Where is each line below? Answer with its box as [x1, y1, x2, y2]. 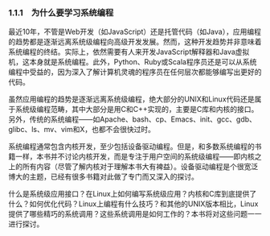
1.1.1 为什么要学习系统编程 [8, 6, 114, 18]
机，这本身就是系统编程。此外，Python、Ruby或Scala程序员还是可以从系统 [8, 57, 257, 67]
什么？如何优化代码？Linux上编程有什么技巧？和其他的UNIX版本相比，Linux [8, 199, 259, 209]
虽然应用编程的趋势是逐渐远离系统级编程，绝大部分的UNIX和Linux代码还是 [8, 94, 255, 104]
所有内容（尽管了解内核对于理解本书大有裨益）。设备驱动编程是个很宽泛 [22, 162, 259, 172]
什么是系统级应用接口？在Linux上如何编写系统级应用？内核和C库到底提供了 [8, 189, 257, 199]
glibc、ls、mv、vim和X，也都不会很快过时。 [8, 125, 155, 135]
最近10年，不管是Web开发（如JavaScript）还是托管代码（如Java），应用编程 [8, 27, 261, 37]
